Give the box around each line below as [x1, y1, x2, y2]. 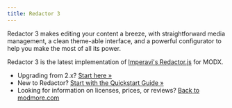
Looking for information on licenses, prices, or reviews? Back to [17, 86, 200, 94]
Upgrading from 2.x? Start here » [17, 71, 113, 79]
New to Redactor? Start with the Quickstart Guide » [17, 78, 165, 87]
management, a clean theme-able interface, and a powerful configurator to [7, 36, 222, 45]
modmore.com [17, 93, 60, 102]
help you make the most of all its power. [7, 44, 122, 52]
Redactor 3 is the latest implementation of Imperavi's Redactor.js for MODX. [7, 57, 224, 66]
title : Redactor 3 [7, 10, 60, 17]
